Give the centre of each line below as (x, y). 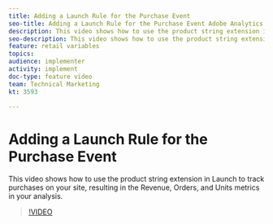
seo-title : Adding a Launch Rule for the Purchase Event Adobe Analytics (136, 24)
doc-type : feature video (50, 77)
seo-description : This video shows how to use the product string (123, 39)
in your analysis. (36, 196)
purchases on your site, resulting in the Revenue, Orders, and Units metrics (134, 187)
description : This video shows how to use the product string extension (134, 31)
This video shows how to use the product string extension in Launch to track (136, 179)
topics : (22, 54)
